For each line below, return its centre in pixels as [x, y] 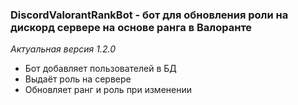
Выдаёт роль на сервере [78, 79]
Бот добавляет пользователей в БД [100, 69]
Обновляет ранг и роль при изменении [108, 90]
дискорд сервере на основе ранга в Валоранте [131, 27]
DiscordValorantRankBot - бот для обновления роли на [149, 15]
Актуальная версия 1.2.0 [63, 49]
